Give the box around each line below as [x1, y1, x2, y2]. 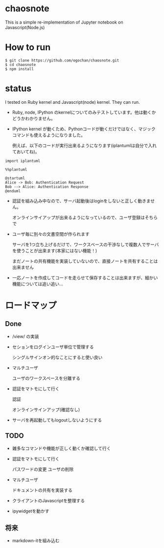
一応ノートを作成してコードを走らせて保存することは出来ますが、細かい [12, 274, 158, 280]
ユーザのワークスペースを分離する [12, 375, 81, 381]
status [5, 83, 32, 94]
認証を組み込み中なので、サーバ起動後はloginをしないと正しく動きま [12, 198, 151, 204]
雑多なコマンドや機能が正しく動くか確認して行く [12, 445, 111, 451]
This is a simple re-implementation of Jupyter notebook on [5, 19, 123, 25]
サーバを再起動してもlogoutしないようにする [12, 417, 102, 423]
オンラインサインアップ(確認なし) [12, 406, 80, 412]
